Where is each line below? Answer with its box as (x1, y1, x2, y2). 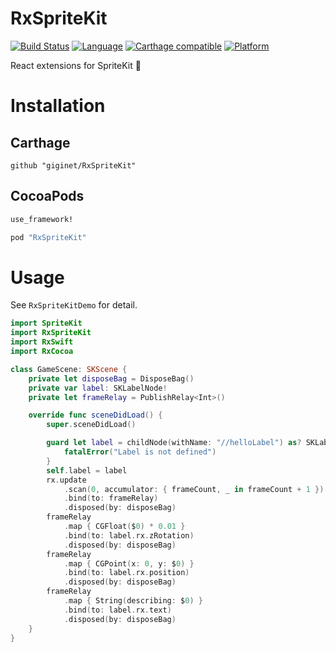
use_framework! (10, 214, 74, 224)
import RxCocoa (10, 347, 74, 357)
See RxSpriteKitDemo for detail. (10, 299, 138, 311)
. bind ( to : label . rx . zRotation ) (63, 530, 195, 541)
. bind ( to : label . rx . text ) (63, 605, 172, 615)
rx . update (46, 475, 87, 485)
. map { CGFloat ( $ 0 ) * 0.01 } (63, 522, 186, 532)
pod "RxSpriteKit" (10, 232, 87, 242)
